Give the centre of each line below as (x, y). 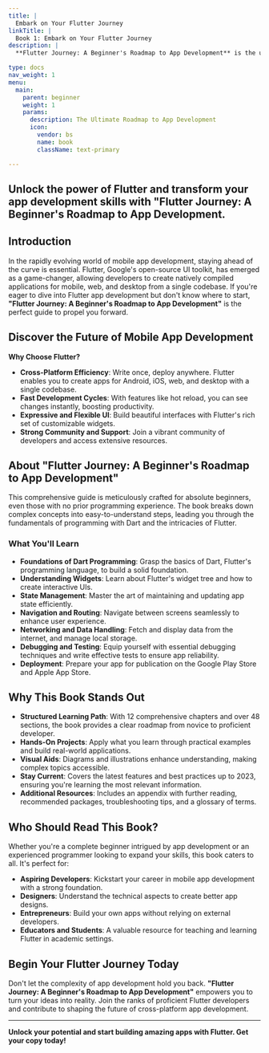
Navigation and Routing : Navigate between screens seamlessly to (130, 612)
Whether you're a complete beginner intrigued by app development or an (129, 847)
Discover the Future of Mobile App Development (131, 337)
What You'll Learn (44, 544)
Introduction (40, 242)
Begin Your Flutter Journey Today (94, 964)
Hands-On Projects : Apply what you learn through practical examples (135, 742)
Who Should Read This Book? (83, 827)
